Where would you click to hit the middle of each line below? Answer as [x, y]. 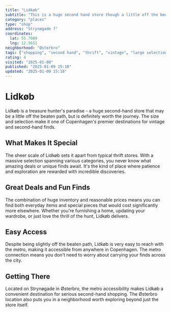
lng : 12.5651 [24, 43]
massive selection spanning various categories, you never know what [78, 160]
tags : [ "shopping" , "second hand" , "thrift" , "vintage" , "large [75, 52]
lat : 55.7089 [24, 39]
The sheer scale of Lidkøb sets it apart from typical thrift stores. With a [79, 155]
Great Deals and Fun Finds [48, 188]
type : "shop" [19, 24]
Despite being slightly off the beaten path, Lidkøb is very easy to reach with [84, 244]
